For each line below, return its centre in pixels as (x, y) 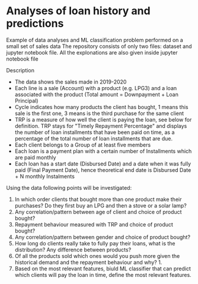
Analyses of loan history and (78, 11)
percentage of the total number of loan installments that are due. (94, 138)
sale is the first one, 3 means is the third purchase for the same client (99, 113)
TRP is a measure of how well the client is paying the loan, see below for (103, 119)
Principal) (26, 100)
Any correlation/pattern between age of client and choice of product (98, 212)
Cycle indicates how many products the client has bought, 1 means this (101, 107)
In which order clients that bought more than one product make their (98, 199)
